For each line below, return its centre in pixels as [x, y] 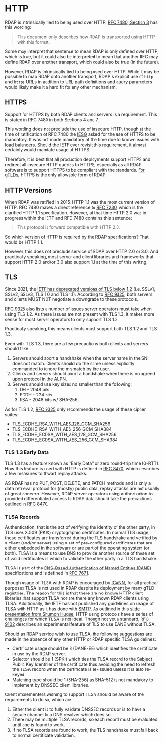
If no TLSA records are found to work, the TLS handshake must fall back [85, 730]
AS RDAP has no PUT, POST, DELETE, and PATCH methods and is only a [78, 483]
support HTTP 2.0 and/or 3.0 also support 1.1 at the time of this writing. [76, 262]
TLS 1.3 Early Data [27, 452]
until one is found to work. [38, 725]
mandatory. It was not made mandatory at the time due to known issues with [82, 139]
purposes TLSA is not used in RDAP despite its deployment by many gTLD [80, 588]
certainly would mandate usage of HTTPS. [48, 149]
